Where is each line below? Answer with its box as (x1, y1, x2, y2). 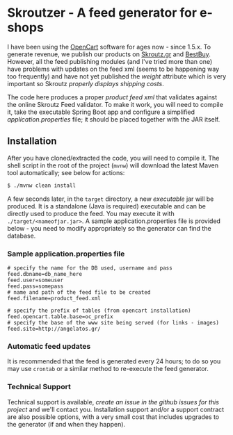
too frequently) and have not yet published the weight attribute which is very (7, 72, 227, 81)
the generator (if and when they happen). (7, 420, 126, 428)
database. (7, 231, 36, 240)
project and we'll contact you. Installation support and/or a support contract (7, 405, 225, 413)
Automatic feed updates (7, 341, 91, 351)
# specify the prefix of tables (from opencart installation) (7, 307, 191, 314)
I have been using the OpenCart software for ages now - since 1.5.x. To (7, 42, 211, 51)
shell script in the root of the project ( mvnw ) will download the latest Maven (7, 161, 219, 170)
